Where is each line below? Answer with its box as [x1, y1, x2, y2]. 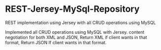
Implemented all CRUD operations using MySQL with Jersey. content [5, 29, 145, 35]
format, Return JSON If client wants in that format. [5, 39, 107, 45]
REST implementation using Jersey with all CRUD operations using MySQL [5, 20, 156, 25]
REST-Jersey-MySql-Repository [5, 3, 140, 15]
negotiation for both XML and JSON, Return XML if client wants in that [5, 34, 147, 40]
